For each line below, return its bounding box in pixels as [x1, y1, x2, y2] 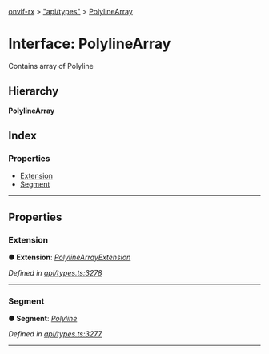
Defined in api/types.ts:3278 [8, 268, 102, 278]
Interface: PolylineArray [8, 35, 171, 53]
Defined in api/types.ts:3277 [8, 329, 102, 339]
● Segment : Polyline [8, 314, 78, 324]
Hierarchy [8, 84, 59, 99]
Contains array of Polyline [8, 61, 94, 70]
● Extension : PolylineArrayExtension [8, 252, 131, 263]
